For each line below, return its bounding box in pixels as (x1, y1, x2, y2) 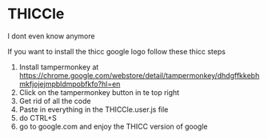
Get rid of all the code (18, 96, 91, 105)
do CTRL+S (18, 113, 57, 122)
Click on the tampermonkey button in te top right (18, 87, 180, 97)
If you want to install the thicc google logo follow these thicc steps (7, 46, 226, 56)
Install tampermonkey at (18, 62, 99, 72)
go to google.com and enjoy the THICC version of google (18, 121, 209, 131)
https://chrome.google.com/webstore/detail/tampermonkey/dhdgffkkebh (18, 70, 260, 80)
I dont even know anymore (7, 31, 95, 41)
